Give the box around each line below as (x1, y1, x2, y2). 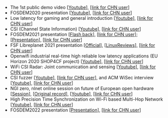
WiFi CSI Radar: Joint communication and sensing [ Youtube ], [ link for (10, 64, 156, 70)
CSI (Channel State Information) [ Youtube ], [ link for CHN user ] (10, 26, 141, 32)
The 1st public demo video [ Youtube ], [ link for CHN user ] (10, 5, 130, 10)
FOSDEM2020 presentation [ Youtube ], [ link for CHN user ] (10, 10, 132, 16)
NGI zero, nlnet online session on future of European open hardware (10, 85, 154, 91)
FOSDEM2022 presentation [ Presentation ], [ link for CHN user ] (10, 107, 141, 113)
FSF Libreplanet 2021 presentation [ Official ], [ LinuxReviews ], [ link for (10, 42, 155, 48)
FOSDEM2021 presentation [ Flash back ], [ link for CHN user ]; (10, 32, 138, 37)
